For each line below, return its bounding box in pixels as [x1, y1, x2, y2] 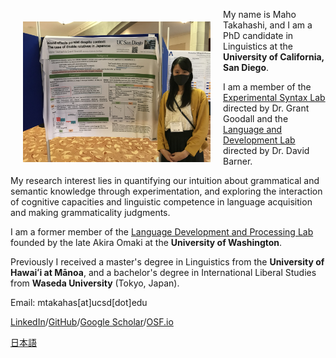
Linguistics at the [223, 40, 293, 52]
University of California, [223, 51, 325, 63]
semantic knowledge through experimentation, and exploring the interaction [10, 185, 323, 197]
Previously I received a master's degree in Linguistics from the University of [10, 256, 325, 268]
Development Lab [223, 134, 296, 146]
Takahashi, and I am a [223, 19, 313, 31]
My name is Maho [223, 9, 297, 20]
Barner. [223, 155, 253, 167]
